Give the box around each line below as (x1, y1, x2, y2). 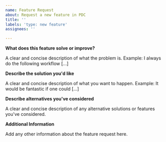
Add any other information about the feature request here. (5, 131, 128, 137)
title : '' (5, 17, 27, 22)
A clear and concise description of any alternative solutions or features (5, 106, 155, 112)
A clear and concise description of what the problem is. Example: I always (5, 55, 161, 62)
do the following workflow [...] (5, 60, 69, 67)
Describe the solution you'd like (5, 70, 74, 77)
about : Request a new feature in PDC (5, 12, 86, 17)
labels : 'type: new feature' (5, 22, 68, 27)
